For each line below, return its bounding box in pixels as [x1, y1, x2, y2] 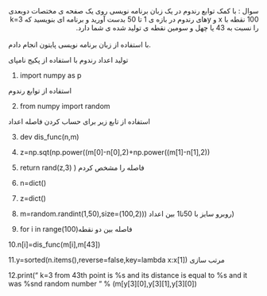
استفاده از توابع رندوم [8, 86, 72, 95]
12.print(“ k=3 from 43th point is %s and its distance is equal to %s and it [8, 271, 248, 279]
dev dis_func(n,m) [19, 133, 79, 141]
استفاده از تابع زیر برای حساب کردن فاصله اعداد [8, 117, 151, 126]
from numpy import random [19, 102, 110, 110]
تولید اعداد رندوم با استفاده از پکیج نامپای [8, 56, 129, 64]
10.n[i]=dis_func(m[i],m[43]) [8, 240, 101, 249]
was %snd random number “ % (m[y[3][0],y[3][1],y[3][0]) [8, 279, 197, 288]
